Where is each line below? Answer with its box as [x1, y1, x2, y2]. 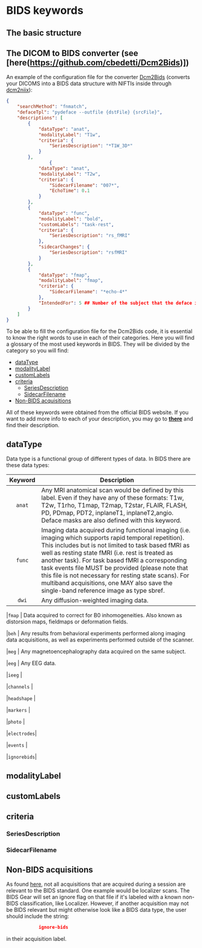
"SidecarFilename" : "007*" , [49, 182, 120, 188]
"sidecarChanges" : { [38, 244, 90, 250]
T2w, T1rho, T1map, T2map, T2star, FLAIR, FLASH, [41, 501, 188, 510]
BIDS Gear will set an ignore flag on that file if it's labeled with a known [6, 894, 182, 901]
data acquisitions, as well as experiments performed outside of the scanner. [6, 636, 194, 643]
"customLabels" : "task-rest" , [38, 221, 114, 227]
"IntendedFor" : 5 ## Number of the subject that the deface [38, 300, 192, 306]
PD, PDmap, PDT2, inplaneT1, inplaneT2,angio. [41, 509, 174, 517]
